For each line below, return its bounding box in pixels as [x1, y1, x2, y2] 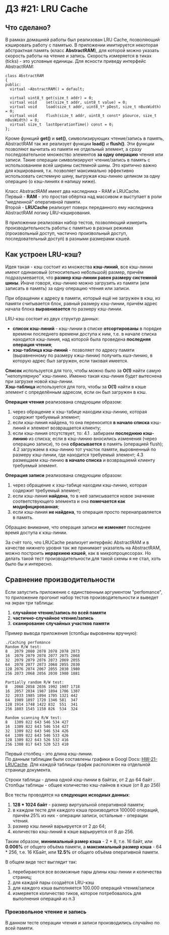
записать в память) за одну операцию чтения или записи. [5, 285, 130, 291]
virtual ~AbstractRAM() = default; [10, 87, 85, 92]
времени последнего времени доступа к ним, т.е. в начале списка [12, 331, 157, 337]
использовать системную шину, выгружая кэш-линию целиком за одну [5, 173, 160, 179]
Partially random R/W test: [5, 679, 65, 685]
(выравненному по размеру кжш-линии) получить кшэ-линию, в [12, 352, 153, 358]
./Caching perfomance [5, 640, 51, 645]
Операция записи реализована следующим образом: [5, 472, 123, 478]
